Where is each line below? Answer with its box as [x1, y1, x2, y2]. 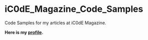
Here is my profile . [4, 29, 44, 35]
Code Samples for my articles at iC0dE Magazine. [4, 20, 106, 26]
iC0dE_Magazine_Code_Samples [4, 3, 144, 15]
